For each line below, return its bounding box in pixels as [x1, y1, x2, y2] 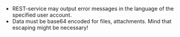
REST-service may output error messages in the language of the [12, 5, 174, 12]
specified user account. [12, 11, 72, 18]
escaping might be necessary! [12, 24, 88, 31]
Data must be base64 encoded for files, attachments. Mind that [12, 18, 172, 24]
